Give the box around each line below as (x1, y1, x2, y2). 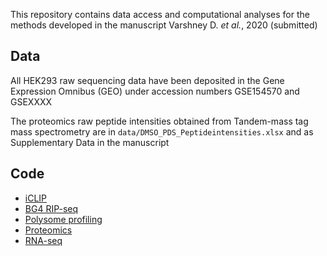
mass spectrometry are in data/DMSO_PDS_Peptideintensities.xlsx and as (10, 125, 314, 138)
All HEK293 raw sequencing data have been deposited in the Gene (10, 74, 285, 86)
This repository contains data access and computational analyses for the (10, 9, 310, 20)
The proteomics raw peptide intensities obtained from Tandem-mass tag (10, 115, 309, 127)
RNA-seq (24, 234, 63, 246)
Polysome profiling (24, 213, 103, 225)
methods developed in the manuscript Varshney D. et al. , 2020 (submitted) (10, 19, 318, 31)
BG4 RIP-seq (24, 202, 79, 214)
